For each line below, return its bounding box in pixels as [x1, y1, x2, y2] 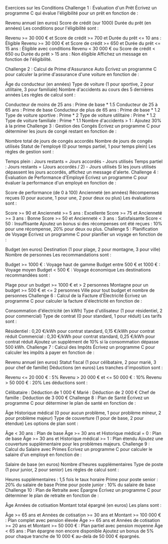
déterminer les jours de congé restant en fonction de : [5, 128, 117, 134]
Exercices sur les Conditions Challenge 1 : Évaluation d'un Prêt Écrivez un [5, 5, 157, 11]
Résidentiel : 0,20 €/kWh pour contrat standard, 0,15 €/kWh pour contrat [5, 328, 155, 334]
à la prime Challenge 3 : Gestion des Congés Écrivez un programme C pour [5, 123, 161, 129]
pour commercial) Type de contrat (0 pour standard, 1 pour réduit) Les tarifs [5, 313, 162, 319]
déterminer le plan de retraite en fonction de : [5, 493, 99, 498]
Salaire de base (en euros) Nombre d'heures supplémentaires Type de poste [5, 462, 163, 467]
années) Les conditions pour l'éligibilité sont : [5, 25, 99, 31]
